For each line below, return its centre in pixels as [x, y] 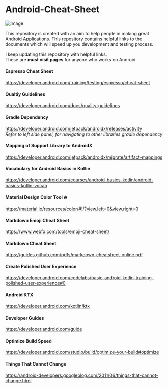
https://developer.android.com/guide [44, 329]
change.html [18, 380]
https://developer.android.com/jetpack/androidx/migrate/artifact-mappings [84, 157]
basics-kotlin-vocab [26, 185]
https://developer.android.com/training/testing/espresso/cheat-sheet [78, 83]
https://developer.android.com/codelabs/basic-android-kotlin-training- [80, 278]
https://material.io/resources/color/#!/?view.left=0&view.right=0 [72, 209]
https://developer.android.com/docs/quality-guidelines [63, 106]
